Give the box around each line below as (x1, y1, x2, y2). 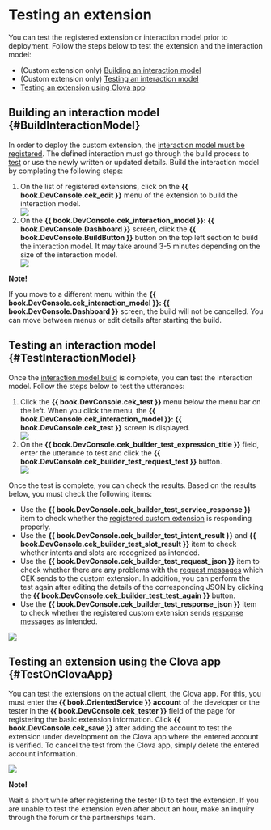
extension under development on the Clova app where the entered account (8, 732, 259, 742)
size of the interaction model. (19, 249, 118, 260)
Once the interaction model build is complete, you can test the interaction (8, 372, 253, 382)
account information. (8, 749, 78, 759)
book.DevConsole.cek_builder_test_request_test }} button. (19, 456, 222, 466)
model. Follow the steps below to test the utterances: (8, 381, 185, 391)
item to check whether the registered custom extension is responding (19, 513, 252, 523)
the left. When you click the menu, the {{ (19, 405, 156, 415)
